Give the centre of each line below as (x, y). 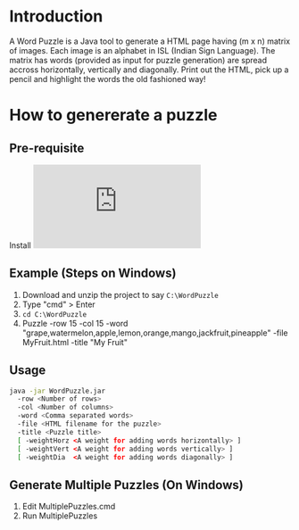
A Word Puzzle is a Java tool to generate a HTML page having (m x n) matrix (150, 41)
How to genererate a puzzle (113, 116)
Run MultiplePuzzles (60, 516)
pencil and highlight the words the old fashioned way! (108, 79)
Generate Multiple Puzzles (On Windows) (126, 485)
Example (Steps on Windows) (93, 273)
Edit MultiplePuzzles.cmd (69, 507)
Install (20, 245)
